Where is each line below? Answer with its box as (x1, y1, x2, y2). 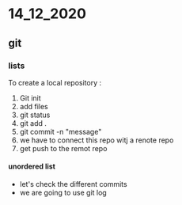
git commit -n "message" (19, 127, 102, 136)
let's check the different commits (19, 180, 128, 189)
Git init (19, 93, 41, 103)
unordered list (8, 161, 55, 171)
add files (19, 101, 49, 111)
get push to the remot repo (19, 143, 108, 153)
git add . (19, 118, 47, 127)
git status (19, 110, 51, 120)
